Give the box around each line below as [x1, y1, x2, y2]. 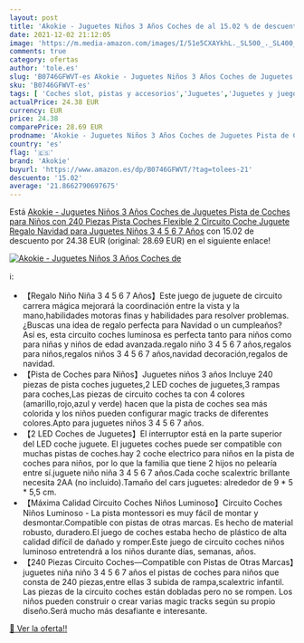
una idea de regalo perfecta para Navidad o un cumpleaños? [56, 320, 282, 331]
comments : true [9, 47, 67, 56]
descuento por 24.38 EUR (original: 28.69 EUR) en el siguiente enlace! [9, 235, 271, 246]
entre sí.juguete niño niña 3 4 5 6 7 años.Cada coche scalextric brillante [22, 467, 290, 478]
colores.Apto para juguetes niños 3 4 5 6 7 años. [22, 417, 204, 428]
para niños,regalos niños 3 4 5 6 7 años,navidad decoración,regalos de [22, 349, 288, 360]
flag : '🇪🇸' [9, 148, 54, 157]
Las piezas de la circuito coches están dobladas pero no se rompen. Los [22, 586, 293, 598]
